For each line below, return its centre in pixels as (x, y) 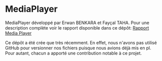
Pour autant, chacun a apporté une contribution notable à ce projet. (73, 53)
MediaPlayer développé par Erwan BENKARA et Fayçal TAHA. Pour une (77, 23)
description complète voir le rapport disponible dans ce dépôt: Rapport (77, 28)
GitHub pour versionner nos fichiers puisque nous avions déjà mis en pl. (78, 48)
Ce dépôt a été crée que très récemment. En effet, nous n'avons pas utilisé (81, 42)
